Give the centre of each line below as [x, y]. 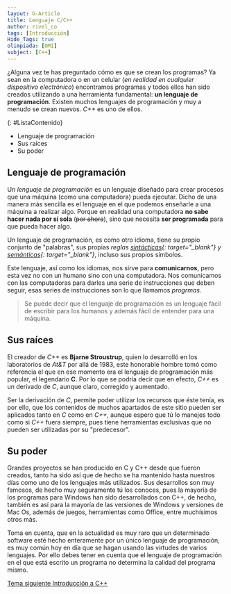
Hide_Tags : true [31, 40]
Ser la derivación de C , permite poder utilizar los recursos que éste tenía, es [116, 399]
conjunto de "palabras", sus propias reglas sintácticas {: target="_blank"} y [114, 247]
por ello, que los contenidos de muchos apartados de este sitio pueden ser [114, 407]
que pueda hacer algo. [40, 226]
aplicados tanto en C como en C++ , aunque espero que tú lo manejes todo [114, 415]
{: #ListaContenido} [35, 122]
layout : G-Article [34, 14]
